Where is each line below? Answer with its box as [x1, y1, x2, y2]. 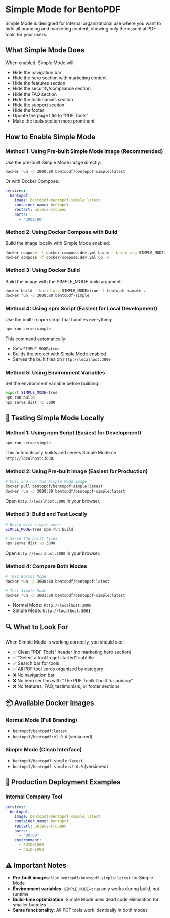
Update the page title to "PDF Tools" [12, 112, 89, 118]
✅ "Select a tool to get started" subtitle [12, 654, 94, 660]
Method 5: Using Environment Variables [5, 369, 105, 376]
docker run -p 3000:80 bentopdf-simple [5, 293, 90, 298]
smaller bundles [12, 901, 47, 908]
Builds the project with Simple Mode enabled [12, 351, 106, 357]
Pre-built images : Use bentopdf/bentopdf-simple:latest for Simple [12, 874, 153, 880]
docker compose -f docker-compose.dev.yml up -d [5, 255, 110, 260]
